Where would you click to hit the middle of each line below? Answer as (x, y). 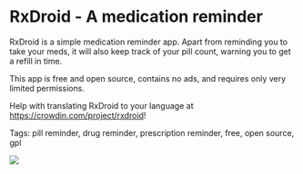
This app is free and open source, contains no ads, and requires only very (148, 78)
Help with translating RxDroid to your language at (101, 105)
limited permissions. (47, 88)
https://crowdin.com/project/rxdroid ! (78, 115)
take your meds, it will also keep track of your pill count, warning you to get (150, 51)
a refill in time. (36, 61)
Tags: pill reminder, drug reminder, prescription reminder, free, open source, (152, 132)
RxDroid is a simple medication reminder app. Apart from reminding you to (149, 42)
